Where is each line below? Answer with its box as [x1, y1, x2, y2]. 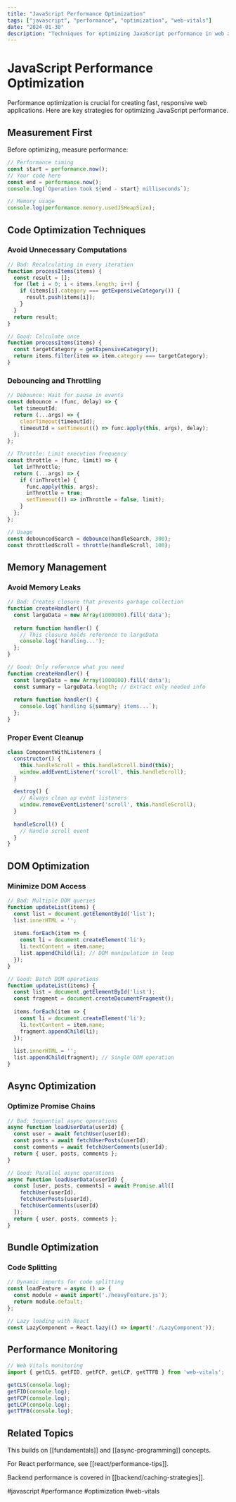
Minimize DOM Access [7, 881, 86, 891]
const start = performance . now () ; [7, 165, 109, 173]
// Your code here [7, 172, 61, 179]
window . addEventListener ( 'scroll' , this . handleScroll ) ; [20, 768, 188, 776]
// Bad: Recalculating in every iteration [7, 261, 133, 268]
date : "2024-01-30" [7, 23, 65, 30]
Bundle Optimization [7, 1241, 99, 1253]
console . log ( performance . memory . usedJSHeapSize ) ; [7, 204, 156, 212]
